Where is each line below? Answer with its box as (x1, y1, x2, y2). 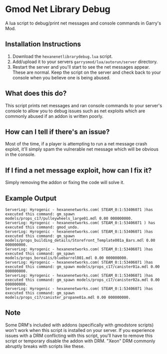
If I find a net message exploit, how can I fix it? (5, 166, 152, 174)
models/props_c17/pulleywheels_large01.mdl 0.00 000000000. (5, 216, 133, 221)
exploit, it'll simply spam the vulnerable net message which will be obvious (5, 146, 159, 152)
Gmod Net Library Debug (5, 4, 111, 15)
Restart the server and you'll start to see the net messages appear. (12, 64, 150, 70)
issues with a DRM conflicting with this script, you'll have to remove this (5, 332, 153, 338)
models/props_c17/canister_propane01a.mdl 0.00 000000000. (5, 295, 131, 300)
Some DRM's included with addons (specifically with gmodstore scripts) (5, 322, 154, 328)
